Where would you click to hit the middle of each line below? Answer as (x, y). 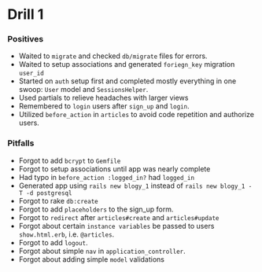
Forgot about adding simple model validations (92, 259)
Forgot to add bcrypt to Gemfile (70, 160)
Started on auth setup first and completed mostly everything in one (127, 81)
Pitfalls (21, 143)
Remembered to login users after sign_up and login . (104, 106)
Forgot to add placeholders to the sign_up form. (96, 209)
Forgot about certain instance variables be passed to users (116, 226)
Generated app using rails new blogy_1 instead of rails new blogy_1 (132, 186)
